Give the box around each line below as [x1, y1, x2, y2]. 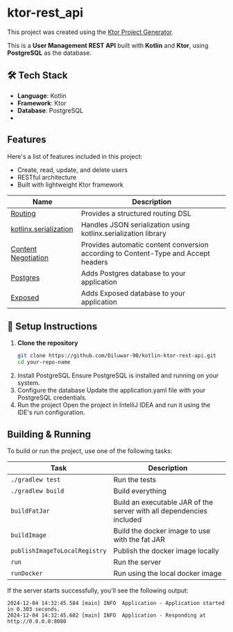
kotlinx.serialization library [80, 228, 166, 238]
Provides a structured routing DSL [80, 208, 192, 218]
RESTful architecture [17, 173, 77, 181]
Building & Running [7, 428, 92, 440]
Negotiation [10, 253, 49, 262]
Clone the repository [17, 339, 78, 348]
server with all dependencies [113, 506, 208, 515]
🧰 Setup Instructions [7, 321, 98, 332]
